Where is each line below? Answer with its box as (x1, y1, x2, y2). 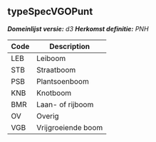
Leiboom (36, 53, 66, 63)
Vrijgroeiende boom (36, 122, 103, 132)
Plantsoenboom (36, 76, 89, 86)
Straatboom (36, 65, 76, 75)
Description (49, 41, 90, 51)
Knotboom (36, 88, 72, 98)
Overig (36, 111, 59, 121)
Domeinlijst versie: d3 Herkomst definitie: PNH (7, 24, 149, 33)
